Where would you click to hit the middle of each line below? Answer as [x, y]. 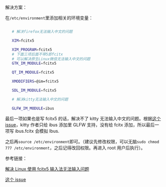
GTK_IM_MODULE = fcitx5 [34, 64]
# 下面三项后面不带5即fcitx [37, 54]
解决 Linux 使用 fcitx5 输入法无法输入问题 [47, 169]
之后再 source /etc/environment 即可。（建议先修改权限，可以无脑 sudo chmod [82, 141]
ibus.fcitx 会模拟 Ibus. [37, 131]
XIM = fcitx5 [23, 41]
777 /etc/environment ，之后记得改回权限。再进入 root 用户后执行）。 [75, 148]
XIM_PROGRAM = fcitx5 [32, 49]
